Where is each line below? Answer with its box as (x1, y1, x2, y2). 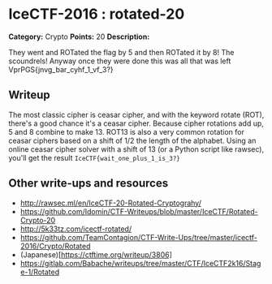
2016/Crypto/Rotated (19, 241, 91, 251)
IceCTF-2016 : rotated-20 (8, 5, 185, 24)
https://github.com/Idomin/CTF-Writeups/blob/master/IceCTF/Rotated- (19, 206, 258, 216)
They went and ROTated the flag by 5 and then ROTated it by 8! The (8, 47, 235, 57)
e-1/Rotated (19, 267, 60, 277)
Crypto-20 (19, 215, 56, 225)
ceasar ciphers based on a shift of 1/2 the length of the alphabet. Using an (8, 136, 257, 145)
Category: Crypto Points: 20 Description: (8, 32, 150, 41)
